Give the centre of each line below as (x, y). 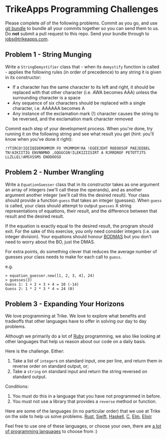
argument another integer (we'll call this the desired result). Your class (77, 195)
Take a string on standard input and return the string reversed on (80, 372)
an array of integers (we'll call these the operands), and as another (74, 190)
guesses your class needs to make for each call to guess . (64, 257)
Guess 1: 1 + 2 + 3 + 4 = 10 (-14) (42, 284)
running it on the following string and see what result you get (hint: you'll (80, 134)
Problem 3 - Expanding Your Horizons (65, 304)
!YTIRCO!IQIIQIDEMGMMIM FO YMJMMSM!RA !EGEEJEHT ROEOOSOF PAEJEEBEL (78, 148)
